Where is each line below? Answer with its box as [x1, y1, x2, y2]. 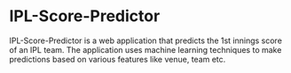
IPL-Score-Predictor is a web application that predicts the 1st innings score [9, 35, 282, 46]
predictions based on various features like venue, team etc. [9, 54, 226, 64]
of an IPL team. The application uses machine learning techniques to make [9, 44, 282, 55]
